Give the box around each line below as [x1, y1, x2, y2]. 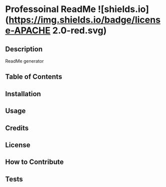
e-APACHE [5, 25, 51, 36]
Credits [5, 124, 29, 132]
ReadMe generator [5, 58, 44, 64]
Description [5, 45, 43, 53]
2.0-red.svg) [52, 25, 107, 36]
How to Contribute [5, 158, 64, 166]
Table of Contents [5, 73, 63, 81]
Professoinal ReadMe [5, 4, 96, 15]
